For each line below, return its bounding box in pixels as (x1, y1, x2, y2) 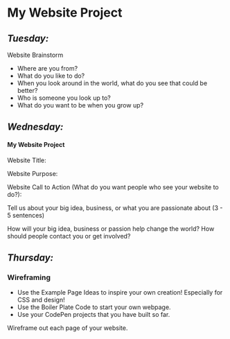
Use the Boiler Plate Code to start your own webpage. (17, 303, 171, 311)
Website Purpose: (7, 169, 58, 177)
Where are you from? (17, 64, 78, 72)
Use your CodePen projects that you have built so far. (17, 311, 170, 319)
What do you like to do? (17, 71, 85, 80)
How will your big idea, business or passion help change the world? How (7, 224, 215, 233)
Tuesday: (7, 33, 49, 44)
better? (17, 87, 38, 94)
